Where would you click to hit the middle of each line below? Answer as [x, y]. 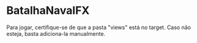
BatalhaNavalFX [48, 11]
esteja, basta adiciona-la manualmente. [56, 33]
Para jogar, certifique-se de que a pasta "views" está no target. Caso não [99, 27]
